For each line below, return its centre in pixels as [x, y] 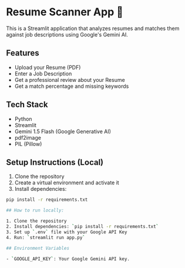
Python [23, 119]
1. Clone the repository [36, 221]
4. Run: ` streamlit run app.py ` [46, 237]
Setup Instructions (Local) [55, 162]
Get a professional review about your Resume [70, 80]
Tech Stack [27, 105]
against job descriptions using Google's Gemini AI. [67, 34]
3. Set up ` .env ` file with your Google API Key [67, 232]
